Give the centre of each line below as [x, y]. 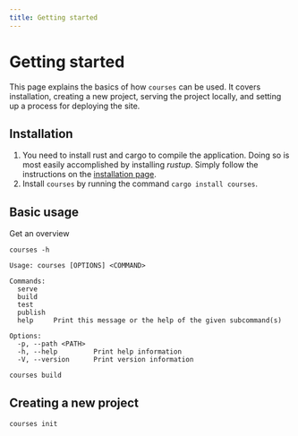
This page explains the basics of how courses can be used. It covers [135, 87]
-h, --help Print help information [99, 352]
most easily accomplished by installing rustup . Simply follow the [140, 165]
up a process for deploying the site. [75, 106]
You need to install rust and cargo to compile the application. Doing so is [156, 155]
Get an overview [39, 234]
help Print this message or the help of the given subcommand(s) [149, 321]
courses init [34, 423]
